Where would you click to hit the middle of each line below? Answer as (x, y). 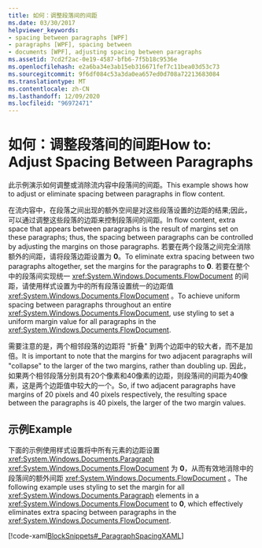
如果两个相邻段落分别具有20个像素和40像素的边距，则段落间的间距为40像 (128, 376)
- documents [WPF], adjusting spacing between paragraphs (105, 52)
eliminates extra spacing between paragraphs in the (92, 512)
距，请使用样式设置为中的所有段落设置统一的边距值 (91, 286)
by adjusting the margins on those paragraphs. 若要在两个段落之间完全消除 (130, 247)
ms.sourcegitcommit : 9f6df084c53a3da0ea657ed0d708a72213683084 (114, 74)
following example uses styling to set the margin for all (96, 486)
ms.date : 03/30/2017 (42, 23)
